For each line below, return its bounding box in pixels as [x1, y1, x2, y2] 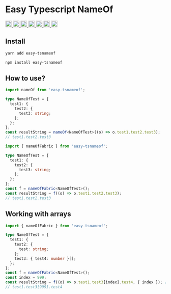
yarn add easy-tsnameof [5, 50, 56, 56]
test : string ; [18, 247, 49, 252]
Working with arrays [5, 210, 71, 219]
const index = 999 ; [5, 275, 47, 280]
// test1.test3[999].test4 [5, 284, 63, 289]
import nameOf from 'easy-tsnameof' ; [5, 88, 85, 93]
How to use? [5, 74, 46, 83]
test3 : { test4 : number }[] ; [14, 256, 76, 261]
